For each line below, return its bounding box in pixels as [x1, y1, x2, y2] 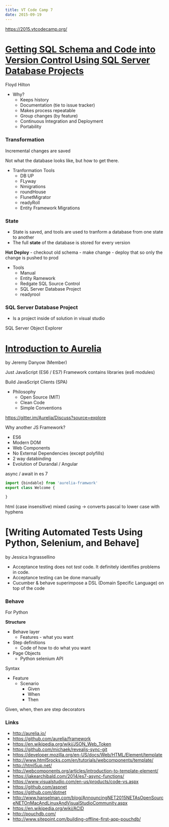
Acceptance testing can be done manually [12, 574, 101, 580]
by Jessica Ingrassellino [5, 554, 55, 560]
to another [12, 234, 34, 240]
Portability [20, 124, 42, 130]
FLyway [20, 178, 36, 184]
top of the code [12, 585, 45, 591]
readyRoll [20, 199, 40, 205]
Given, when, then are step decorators [5, 706, 85, 712]
